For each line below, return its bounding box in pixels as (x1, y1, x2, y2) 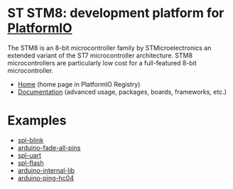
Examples (7, 112, 67, 129)
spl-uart (17, 151, 41, 159)
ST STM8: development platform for (7, 5, 224, 21)
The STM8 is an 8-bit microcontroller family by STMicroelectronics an (7, 43, 212, 52)
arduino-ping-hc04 (17, 173, 75, 182)
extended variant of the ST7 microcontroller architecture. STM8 (7, 51, 193, 60)
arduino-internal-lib (17, 166, 75, 175)
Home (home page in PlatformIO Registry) (17, 80, 141, 88)
